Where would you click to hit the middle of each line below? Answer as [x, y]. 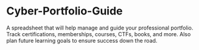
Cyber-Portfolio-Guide [65, 11]
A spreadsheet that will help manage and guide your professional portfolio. [100, 28]
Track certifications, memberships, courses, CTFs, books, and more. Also [99, 34]
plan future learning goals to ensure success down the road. [82, 40]
